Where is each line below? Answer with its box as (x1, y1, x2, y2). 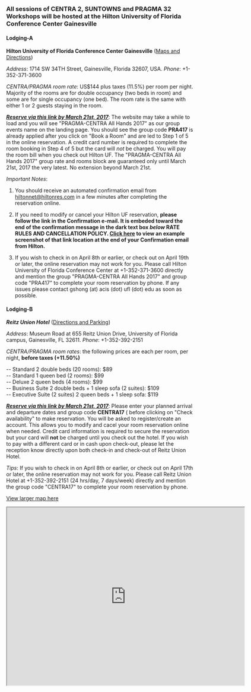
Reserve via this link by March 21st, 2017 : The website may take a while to (6, 113, 190, 120)
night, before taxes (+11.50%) (6, 354, 80, 361)
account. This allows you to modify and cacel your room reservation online (6, 421, 189, 428)
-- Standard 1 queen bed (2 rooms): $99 (6, 372, 104, 379)
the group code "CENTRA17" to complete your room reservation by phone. (6, 483, 188, 491)
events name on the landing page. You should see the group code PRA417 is (6, 126, 193, 134)
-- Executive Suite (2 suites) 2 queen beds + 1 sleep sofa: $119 (6, 391, 159, 398)
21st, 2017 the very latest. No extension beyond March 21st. (6, 164, 152, 171)
